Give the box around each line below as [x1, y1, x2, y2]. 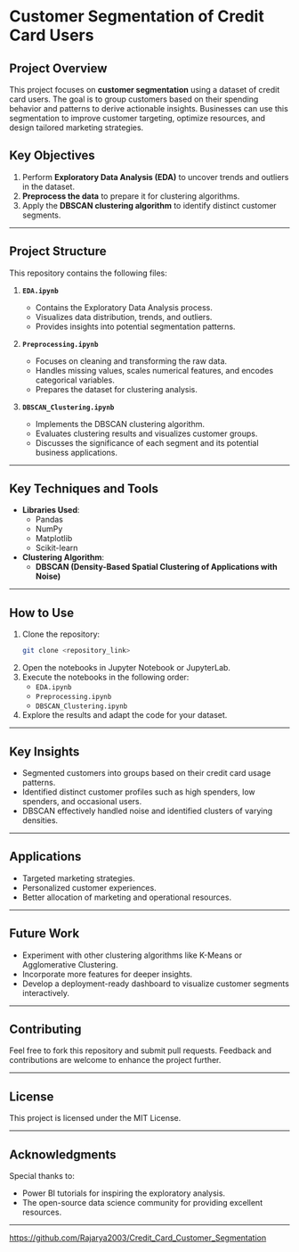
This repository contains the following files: [9, 268, 167, 278]
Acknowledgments [9, 1147, 117, 1162]
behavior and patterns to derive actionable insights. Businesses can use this [9, 103, 289, 113]
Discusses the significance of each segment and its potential [35, 437, 260, 448]
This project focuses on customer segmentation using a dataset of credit [9, 85, 280, 95]
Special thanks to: [9, 1171, 76, 1181]
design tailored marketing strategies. [9, 122, 144, 133]
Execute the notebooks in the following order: [21, 671, 190, 683]
